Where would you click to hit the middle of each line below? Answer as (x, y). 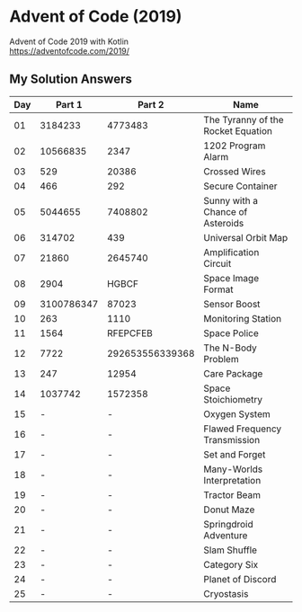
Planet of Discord (240, 579)
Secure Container (240, 186)
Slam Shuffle (231, 550)
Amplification (231, 252)
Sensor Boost (232, 304)
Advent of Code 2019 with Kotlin (69, 41)
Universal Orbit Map (246, 237)
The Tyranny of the (244, 120)
